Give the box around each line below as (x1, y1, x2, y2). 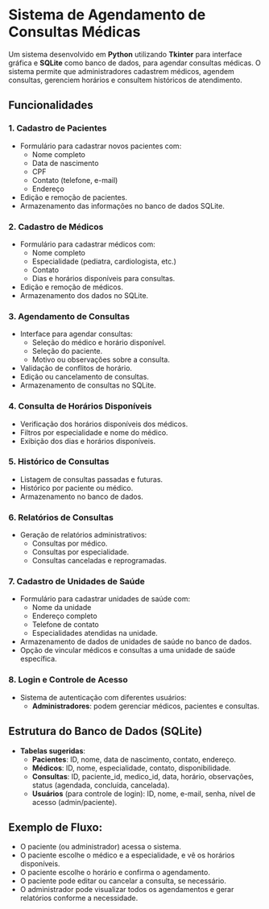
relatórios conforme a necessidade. (19, 893, 139, 903)
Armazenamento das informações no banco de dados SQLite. (19, 201, 226, 210)
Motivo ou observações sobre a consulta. (31, 355, 171, 364)
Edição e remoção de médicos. (19, 282, 123, 292)
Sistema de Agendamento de (8, 6, 206, 24)
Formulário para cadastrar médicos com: (19, 239, 155, 249)
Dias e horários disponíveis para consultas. (31, 273, 176, 283)
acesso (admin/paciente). (31, 797, 118, 807)
